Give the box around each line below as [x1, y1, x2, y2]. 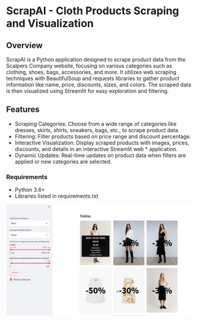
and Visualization [6, 17, 94, 30]
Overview [6, 40, 43, 50]
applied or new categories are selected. [14, 158, 112, 165]
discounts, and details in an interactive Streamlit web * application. [14, 145, 178, 152]
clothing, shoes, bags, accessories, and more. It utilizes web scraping [6, 69, 177, 75]
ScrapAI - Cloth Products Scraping [6, 4, 180, 18]
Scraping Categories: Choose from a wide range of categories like [14, 120, 177, 127]
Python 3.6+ [14, 186, 46, 194]
